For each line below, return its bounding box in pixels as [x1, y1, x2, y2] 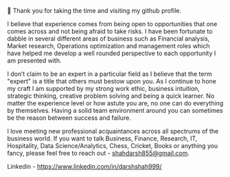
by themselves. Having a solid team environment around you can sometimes [7, 107, 223, 114]
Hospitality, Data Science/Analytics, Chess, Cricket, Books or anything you [7, 142, 218, 149]
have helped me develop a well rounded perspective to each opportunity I [7, 49, 216, 57]
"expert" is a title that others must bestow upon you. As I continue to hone [7, 77, 216, 85]
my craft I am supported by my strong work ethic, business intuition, [7, 85, 200, 92]
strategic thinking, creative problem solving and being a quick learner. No [7, 92, 215, 100]
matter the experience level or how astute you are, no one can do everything [7, 99, 224, 107]
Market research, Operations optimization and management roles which [7, 42, 210, 50]
